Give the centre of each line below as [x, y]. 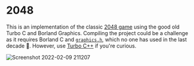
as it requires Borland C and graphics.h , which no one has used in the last [96, 39]
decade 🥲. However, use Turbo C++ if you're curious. [71, 46]
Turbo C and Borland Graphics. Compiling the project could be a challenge [97, 33]
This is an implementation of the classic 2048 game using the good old [93, 27]
